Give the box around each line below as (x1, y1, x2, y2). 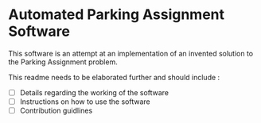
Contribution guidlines (19, 106, 93, 116)
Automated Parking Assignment (8, 6, 225, 24)
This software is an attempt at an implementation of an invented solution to (8, 48, 254, 58)
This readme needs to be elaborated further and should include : (8, 72, 220, 82)
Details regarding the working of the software (19, 87, 169, 97)
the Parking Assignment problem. (8, 57, 118, 67)
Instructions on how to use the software (19, 97, 151, 106)
